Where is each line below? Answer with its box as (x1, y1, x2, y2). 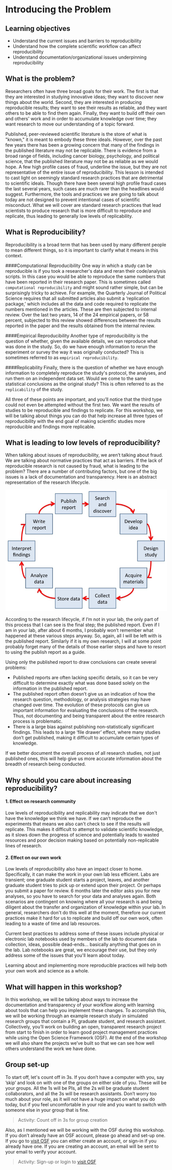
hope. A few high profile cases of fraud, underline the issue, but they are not (5, 164, 167, 170)
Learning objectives (5, 24, 71, 33)
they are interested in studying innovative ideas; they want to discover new (5, 94, 164, 100)
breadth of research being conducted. (5, 761, 86, 767)
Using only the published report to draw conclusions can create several (5, 659, 157, 665)
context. (5, 252, 23, 258)
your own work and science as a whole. (5, 968, 89, 974)
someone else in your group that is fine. (5, 1107, 89, 1113)
